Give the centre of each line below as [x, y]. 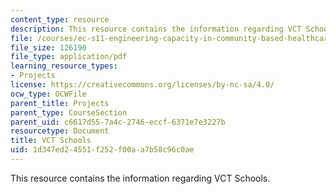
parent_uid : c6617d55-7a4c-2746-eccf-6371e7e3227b [118, 122]
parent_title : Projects [60, 103]
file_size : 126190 [48, 47]
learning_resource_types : [64, 66]
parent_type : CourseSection [69, 112]
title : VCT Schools [51, 141]
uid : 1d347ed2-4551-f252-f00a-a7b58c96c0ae [102, 150]
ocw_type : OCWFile [48, 94]
